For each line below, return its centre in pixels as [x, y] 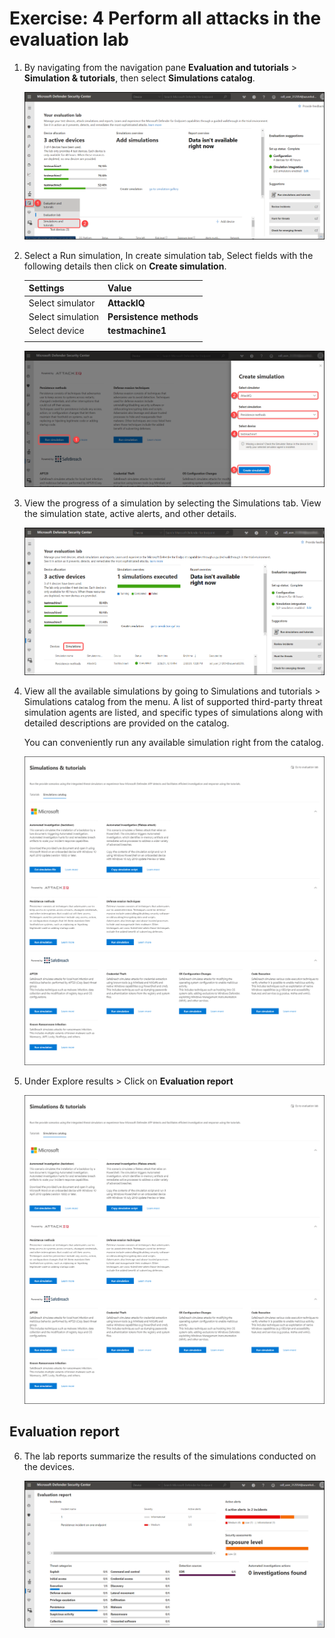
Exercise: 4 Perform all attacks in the [165, 18]
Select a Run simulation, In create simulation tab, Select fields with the [168, 255]
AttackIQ [126, 303]
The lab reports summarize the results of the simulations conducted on [170, 1456]
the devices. [49, 1466]
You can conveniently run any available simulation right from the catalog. [173, 742]
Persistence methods [153, 316]
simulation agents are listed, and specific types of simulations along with [173, 712]
